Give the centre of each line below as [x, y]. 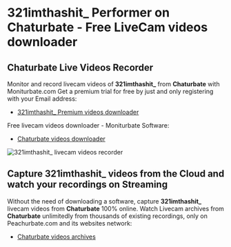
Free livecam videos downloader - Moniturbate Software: [88, 125]
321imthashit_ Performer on [89, 13]
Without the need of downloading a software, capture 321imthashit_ [104, 201]
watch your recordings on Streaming [87, 185]
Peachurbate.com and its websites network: [70, 223]
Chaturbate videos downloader [61, 139]
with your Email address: [42, 99]
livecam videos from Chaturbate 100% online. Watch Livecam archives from [115, 208]
